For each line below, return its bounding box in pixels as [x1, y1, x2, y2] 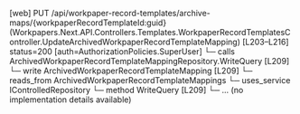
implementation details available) [9, 94, 132, 105]
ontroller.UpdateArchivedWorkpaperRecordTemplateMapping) [9, 36, 241, 47]
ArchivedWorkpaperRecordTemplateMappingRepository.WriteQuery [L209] [9, 56, 290, 66]
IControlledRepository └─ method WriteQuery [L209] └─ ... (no [9, 85, 244, 95]
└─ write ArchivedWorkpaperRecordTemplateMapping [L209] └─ [9, 65, 253, 76]
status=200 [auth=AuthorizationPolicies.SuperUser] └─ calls [9, 46, 235, 57]
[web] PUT [9, 8, 50, 18]
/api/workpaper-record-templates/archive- [51, 8, 211, 18]
